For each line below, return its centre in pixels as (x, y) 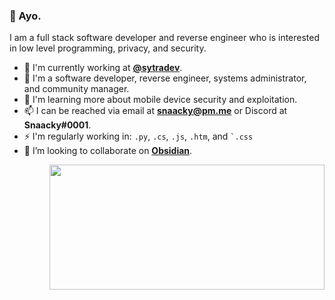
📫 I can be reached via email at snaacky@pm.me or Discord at (155, 111)
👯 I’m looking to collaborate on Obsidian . (108, 151)
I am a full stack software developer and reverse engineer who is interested (165, 38)
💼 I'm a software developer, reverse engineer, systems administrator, (165, 78)
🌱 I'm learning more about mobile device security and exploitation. (160, 100)
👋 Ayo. (25, 16)
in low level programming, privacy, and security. (108, 48)
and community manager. (76, 89)
